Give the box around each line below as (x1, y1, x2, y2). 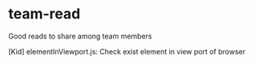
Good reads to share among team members (8, 31, 152, 41)
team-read (8, 5, 81, 23)
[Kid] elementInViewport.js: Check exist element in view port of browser (8, 46, 246, 56)
